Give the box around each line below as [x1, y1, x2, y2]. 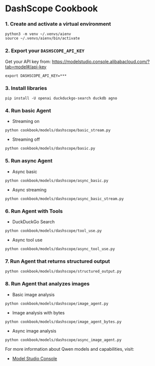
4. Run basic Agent [5, 107, 52, 114]
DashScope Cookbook [5, 3, 98, 14]
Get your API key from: [5, 59, 51, 64]
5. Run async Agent [5, 157, 52, 164]
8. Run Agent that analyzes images [5, 280, 90, 287]
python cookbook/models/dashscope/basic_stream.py [5, 128, 111, 133]
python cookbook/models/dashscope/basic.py [5, 146, 96, 151]
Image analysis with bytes [12, 309, 65, 315]
